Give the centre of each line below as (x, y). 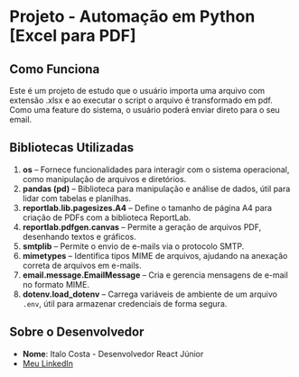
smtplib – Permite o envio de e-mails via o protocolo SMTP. (133, 246)
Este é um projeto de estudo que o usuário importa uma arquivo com (137, 91)
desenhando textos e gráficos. (79, 236)
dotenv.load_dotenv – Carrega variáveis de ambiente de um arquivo (150, 294)
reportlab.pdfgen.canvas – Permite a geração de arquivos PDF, (142, 226)
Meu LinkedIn (48, 363)
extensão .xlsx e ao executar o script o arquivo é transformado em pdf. (141, 100)
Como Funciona (55, 69)
